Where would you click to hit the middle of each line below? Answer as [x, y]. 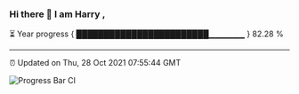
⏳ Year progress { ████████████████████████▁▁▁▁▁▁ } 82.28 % [146, 34]
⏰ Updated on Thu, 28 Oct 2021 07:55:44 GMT [95, 63]
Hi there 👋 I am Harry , [57, 14]
